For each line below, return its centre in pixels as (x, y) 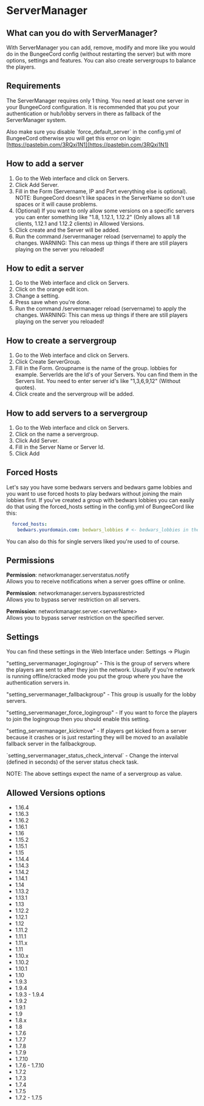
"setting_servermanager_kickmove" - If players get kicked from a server (97, 731)
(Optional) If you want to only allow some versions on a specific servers (105, 211)
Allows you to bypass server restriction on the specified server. (85, 618)
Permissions (30, 561)
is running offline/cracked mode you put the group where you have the (95, 676)
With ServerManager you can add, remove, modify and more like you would (101, 47)
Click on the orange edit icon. (52, 290)
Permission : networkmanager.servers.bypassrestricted (75, 593)
